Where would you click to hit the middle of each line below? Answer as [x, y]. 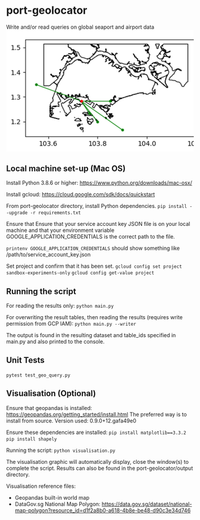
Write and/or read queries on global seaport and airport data [80, 27]
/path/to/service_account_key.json [49, 255]
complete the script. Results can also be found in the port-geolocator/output [100, 468]
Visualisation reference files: [41, 486]
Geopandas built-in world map [52, 497]
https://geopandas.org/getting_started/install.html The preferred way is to [97, 414]
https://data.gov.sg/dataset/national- [147, 504]
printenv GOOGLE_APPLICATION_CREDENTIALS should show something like [93, 248]
